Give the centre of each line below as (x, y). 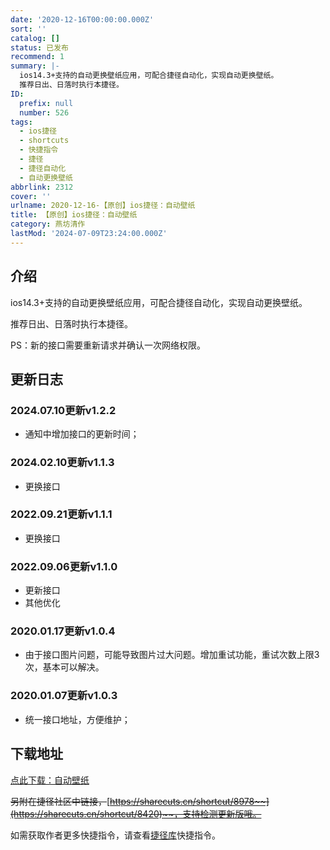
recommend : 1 (37, 57)
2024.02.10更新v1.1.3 (62, 463)
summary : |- (35, 66)
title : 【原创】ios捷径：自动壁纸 (74, 215)
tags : (21, 122)
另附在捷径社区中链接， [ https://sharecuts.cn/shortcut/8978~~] (140, 801)
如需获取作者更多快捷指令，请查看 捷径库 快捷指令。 (115, 835)
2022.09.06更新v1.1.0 (64, 566)
